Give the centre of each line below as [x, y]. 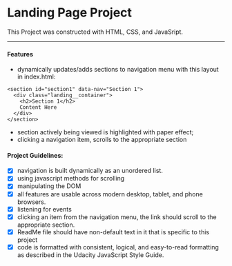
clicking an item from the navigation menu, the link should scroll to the [117, 217]
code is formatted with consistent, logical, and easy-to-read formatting [118, 247]
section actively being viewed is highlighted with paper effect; [105, 132]
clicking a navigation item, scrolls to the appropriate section [102, 140]
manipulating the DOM [49, 186]
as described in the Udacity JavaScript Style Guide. [90, 255]
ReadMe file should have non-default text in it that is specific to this [113, 232]
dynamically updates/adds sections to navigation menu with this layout [118, 70]
